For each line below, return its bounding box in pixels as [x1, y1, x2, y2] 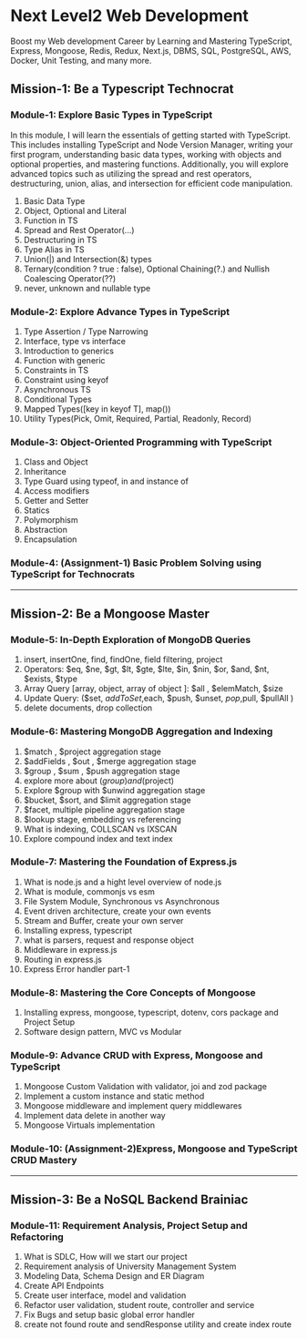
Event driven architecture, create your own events [23, 905, 212, 916]
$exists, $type [23, 673, 78, 684]
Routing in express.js [23, 954, 103, 965]
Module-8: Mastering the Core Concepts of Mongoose [10, 986, 256, 998]
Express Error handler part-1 [23, 963, 130, 975]
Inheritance [23, 466, 67, 477]
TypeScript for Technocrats [10, 568, 136, 581]
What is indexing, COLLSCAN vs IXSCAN [23, 823, 178, 834]
